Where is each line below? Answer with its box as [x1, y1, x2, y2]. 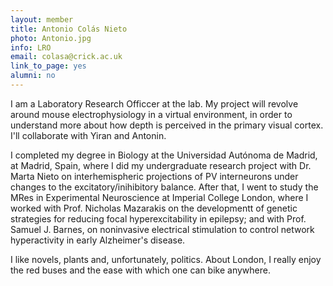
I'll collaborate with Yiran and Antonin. [10, 129, 167, 141]
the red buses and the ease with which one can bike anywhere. [10, 264, 271, 276]
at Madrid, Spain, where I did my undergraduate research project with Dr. [10, 159, 312, 171]
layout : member [10, 14, 74, 25]
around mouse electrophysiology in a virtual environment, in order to [10, 108, 293, 120]
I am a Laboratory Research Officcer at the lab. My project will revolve [10, 97, 299, 110]
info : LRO [10, 42, 52, 53]
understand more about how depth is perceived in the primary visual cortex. [10, 119, 324, 131]
